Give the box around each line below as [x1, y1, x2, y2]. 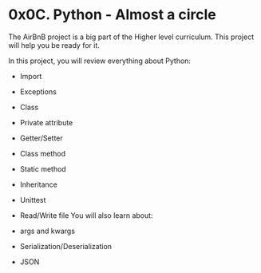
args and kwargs [19, 226, 76, 235]
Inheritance [19, 180, 58, 189]
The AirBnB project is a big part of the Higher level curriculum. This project [8, 32, 254, 42]
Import [19, 71, 42, 81]
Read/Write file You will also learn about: [19, 210, 153, 220]
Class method [19, 148, 66, 158]
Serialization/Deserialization [19, 241, 113, 251]
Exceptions [19, 86, 57, 97]
